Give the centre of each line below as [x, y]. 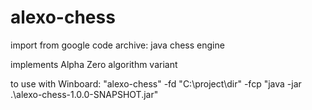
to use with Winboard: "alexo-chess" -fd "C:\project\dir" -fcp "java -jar [156, 83]
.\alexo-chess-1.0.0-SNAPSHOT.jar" [84, 94]
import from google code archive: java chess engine [117, 45]
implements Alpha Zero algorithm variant [94, 64]
